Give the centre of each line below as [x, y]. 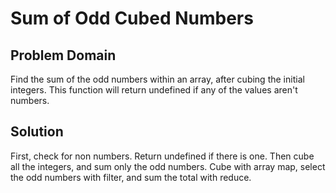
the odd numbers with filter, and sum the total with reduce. [131, 177]
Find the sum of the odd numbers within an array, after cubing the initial [157, 79]
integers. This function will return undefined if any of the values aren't [154, 90]
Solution [37, 132]
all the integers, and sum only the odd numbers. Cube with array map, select [168, 166]
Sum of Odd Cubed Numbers [132, 18]
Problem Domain [63, 55]
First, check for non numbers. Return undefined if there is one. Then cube [162, 156]
